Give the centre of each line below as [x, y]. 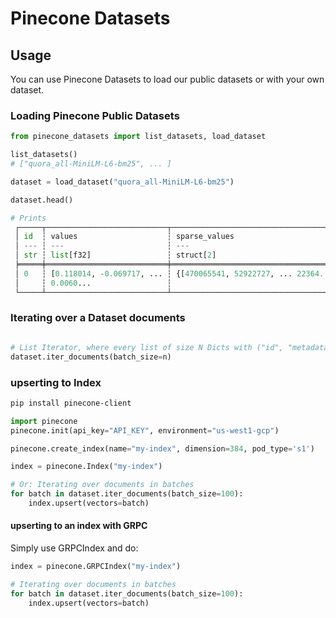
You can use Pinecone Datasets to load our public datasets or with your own [167, 79]
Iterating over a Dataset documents [98, 318]
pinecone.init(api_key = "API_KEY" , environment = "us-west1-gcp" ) [145, 430]
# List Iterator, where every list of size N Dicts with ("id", [147, 347]
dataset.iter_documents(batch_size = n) [91, 357]
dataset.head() [42, 200]
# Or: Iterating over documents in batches [102, 485]
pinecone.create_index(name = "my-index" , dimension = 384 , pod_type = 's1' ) [162, 448]
